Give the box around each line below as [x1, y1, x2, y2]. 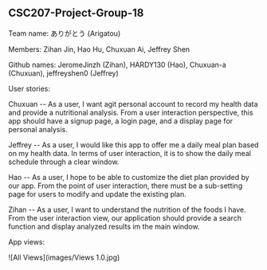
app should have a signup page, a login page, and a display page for [8, 115, 234, 126]
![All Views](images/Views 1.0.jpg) [8, 252, 120, 262]
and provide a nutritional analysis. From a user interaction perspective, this [8, 108, 253, 117]
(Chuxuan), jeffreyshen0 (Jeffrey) [8, 68, 120, 78]
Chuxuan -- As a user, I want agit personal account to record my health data [8, 99, 258, 108]
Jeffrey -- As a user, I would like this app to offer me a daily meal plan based [8, 139, 259, 150]
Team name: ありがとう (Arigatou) [8, 28, 121, 38]
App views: [8, 237, 45, 246]
